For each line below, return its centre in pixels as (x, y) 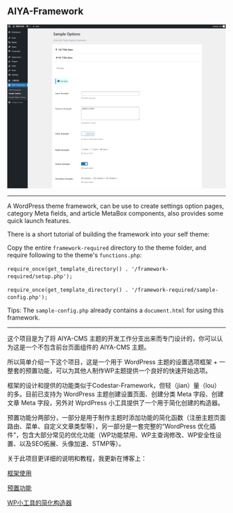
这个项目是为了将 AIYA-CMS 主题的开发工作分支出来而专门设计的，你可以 (112, 339)
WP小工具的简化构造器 (40, 503)
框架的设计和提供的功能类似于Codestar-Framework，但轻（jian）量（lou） (114, 386)
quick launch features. (39, 221)
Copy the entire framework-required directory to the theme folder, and (107, 248)
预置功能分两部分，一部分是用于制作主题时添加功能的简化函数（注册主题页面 (116, 418)
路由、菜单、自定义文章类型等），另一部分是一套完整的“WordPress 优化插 (112, 426)
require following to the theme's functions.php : (75, 255)
